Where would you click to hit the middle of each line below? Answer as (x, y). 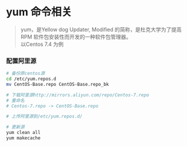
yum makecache (24, 138)
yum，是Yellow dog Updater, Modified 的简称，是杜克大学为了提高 (101, 29)
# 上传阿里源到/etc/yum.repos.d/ (44, 116)
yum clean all (24, 133)
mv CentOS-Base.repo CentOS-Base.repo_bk (58, 84)
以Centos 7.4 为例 (42, 44)
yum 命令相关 (39, 12)
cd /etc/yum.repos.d (31, 79)
